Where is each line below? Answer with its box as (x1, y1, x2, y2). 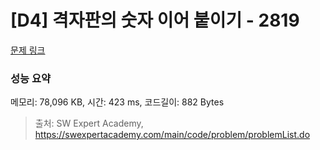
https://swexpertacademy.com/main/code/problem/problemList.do (34, 129, 311, 141)
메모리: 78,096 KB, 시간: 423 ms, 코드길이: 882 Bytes (10, 96, 225, 108)
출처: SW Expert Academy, (34, 117, 144, 130)
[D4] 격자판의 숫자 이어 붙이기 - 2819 (10, 9, 300, 32)
